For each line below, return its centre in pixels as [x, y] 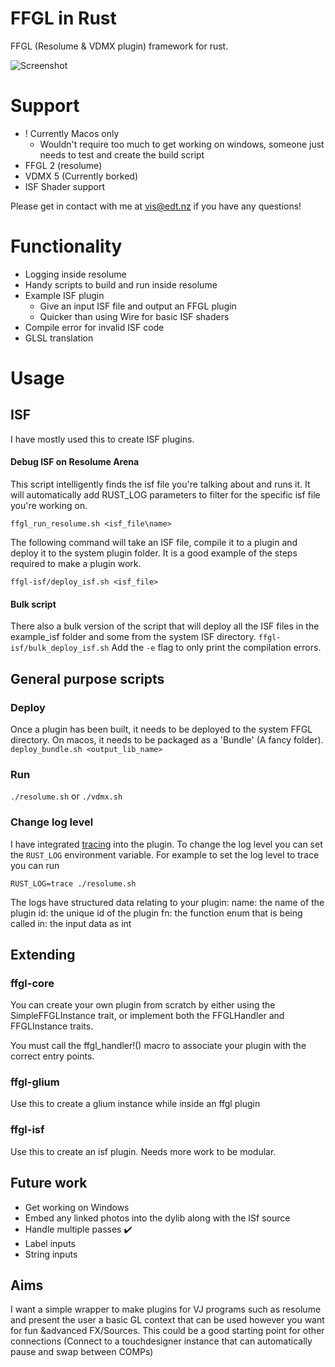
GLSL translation [59, 338]
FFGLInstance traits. [52, 1026]
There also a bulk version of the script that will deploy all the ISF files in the [165, 626]
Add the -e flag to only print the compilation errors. [216, 648]
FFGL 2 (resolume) [63, 165]
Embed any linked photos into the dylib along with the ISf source [157, 1218]
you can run [35, 865]
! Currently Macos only [72, 133]
